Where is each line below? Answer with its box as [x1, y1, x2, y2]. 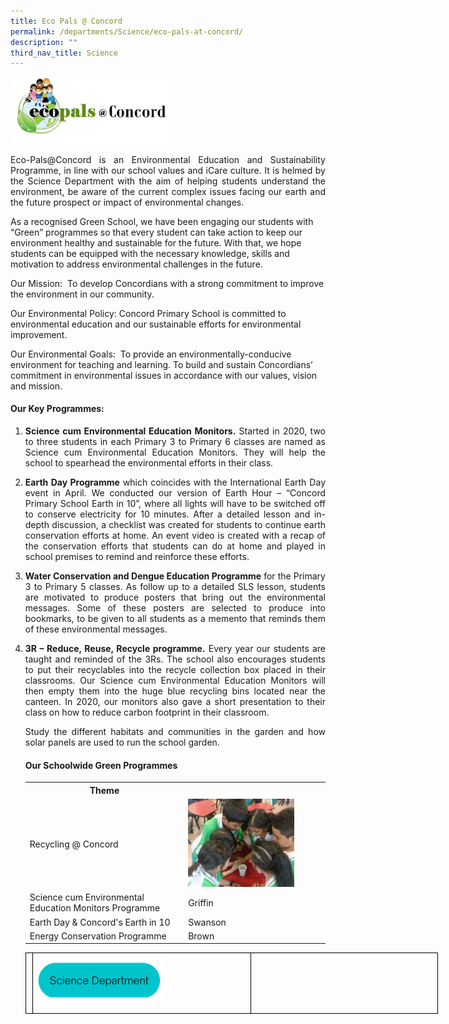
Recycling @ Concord [29, 838, 119, 850]
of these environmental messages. [24, 623, 168, 635]
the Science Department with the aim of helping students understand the [10, 175, 326, 187]
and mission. [10, 380, 63, 392]
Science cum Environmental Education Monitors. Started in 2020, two [24, 425, 326, 437]
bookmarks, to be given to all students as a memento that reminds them [24, 613, 326, 625]
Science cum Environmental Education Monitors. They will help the [24, 446, 326, 459]
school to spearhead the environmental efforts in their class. [24, 457, 274, 469]
